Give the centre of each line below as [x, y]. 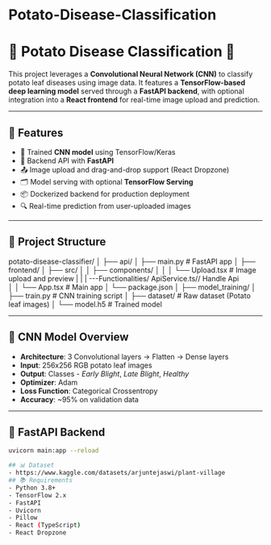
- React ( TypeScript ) [45, 526]
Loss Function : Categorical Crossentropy [89, 391]
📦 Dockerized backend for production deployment [104, 193]
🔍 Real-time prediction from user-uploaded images [105, 206]
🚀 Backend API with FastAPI [67, 160]
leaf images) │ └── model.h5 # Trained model [85, 304]
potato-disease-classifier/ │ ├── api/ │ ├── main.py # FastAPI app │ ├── [132, 261]
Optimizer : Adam [49, 382]
